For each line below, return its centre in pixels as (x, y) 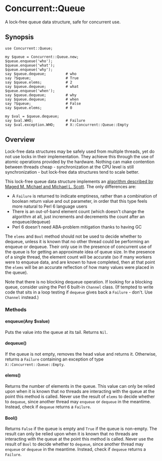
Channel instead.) (22, 297)
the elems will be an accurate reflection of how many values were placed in (80, 267)
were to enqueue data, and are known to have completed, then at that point (80, 262)
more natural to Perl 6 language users (50, 206)
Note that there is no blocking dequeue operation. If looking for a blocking (79, 281)
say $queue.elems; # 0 (39, 108)
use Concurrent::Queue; (29, 48)
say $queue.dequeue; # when (42, 99)
